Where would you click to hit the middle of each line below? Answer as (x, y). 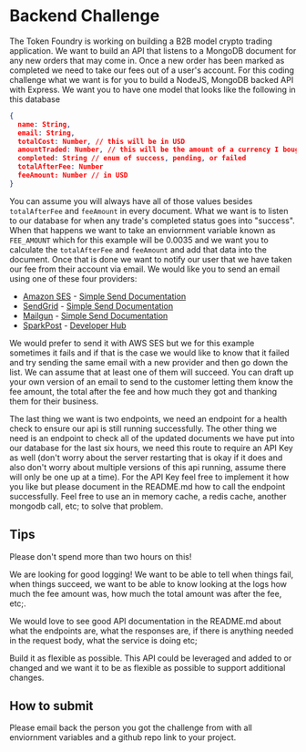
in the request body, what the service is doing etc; (103, 640)
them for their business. (54, 401)
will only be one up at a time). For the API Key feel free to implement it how (149, 477)
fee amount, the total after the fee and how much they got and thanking (143, 391)
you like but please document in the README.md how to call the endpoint (147, 486)
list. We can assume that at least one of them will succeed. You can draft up (152, 372)
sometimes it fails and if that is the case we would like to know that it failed (149, 353)
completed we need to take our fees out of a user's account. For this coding (152, 70)
